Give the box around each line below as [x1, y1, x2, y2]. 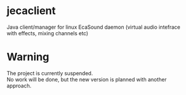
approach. [6, 82, 32, 89]
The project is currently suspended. [6, 69, 93, 77]
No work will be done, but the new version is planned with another [6, 76, 167, 83]
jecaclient [6, 4, 56, 18]
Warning [6, 50, 49, 64]
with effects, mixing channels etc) [6, 29, 89, 36]
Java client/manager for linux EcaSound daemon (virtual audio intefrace [6, 23, 181, 30]
